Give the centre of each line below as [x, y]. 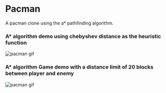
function [16, 42]
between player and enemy [40, 74]
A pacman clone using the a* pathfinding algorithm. [59, 23]
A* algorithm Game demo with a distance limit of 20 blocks [79, 67]
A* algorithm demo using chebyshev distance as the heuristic [83, 36]
